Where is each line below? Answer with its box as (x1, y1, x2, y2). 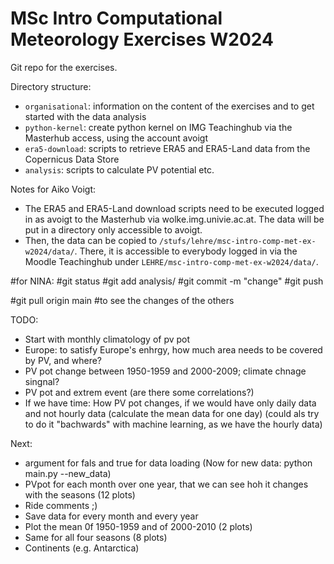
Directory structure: (10, 80, 92, 92)
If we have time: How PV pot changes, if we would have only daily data (24, 397, 317, 409)
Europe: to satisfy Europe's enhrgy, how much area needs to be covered (24, 343, 323, 356)
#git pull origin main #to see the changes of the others (10, 294, 235, 306)
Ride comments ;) (24, 499, 98, 511)
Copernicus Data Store (24, 153, 120, 165)
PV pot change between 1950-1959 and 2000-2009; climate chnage (24, 365, 307, 377)
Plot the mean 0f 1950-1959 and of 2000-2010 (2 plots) (24, 520, 253, 532)
